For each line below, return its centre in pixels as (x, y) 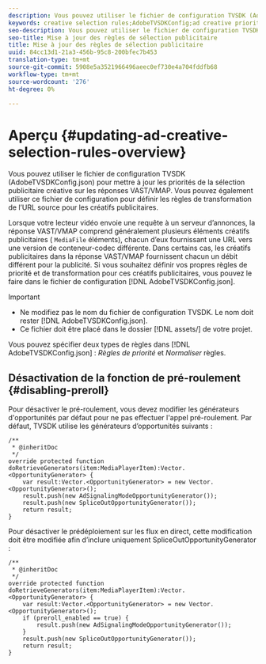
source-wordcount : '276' (49, 82)
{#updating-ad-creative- (144, 135)
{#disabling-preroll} (59, 390)
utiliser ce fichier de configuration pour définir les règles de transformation (130, 199)
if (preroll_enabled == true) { (76, 618)
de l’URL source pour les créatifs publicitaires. (84, 207)
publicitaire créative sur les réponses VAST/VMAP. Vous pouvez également (131, 191)
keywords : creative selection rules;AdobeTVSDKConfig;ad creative (120, 23)
